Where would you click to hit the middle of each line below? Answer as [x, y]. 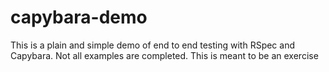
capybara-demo [79, 17]
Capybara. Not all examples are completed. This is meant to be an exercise [164, 55]
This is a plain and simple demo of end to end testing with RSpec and [152, 45]
